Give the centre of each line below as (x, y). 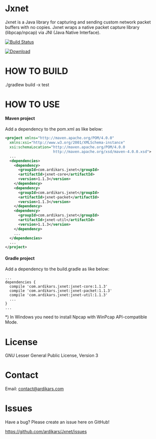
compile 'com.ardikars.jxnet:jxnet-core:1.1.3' (59, 286)
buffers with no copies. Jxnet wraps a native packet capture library (72, 27)
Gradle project (20, 258)
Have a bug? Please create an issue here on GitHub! (57, 422)
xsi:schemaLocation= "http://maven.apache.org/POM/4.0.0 (67, 147)
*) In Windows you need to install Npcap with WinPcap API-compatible (76, 317)
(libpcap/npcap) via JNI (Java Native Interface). (53, 32)
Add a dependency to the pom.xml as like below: (54, 129)
